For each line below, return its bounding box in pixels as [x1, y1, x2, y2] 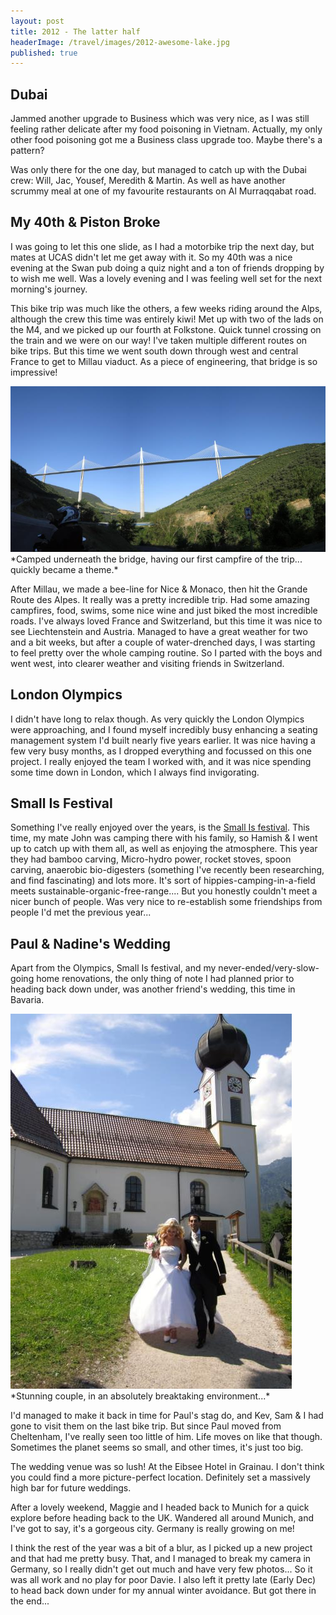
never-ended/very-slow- [218, 962, 320, 974]
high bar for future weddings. [10, 1482, 132, 1494]
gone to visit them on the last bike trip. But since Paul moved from [10, 1420, 282, 1432]
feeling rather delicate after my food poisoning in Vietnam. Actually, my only [10, 123, 323, 135]
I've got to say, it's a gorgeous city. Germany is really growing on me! [10, 1523, 295, 1535]
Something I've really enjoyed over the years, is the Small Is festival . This [10, 821, 311, 834]
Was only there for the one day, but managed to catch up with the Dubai [10, 164, 307, 176]
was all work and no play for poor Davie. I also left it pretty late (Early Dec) [10, 1574, 317, 1586]
